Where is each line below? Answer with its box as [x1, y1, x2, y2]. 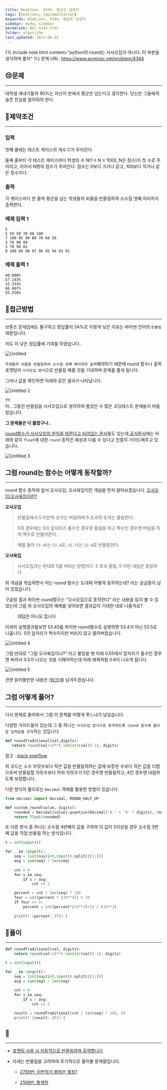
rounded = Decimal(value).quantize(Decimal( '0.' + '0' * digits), [14, 809, 155, 815]
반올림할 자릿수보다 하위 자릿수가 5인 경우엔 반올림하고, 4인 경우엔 [18, 769, 148, 775]
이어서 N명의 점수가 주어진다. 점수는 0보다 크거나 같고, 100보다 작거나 [19, 163, 155, 169]
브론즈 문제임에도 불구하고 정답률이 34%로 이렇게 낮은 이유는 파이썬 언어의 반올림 [5, 324, 162, 330]
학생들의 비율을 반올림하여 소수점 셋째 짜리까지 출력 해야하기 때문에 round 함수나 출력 [5, 361, 162, 367]
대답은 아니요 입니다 [17, 613, 56, 619]
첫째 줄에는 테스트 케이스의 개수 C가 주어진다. [5, 146, 93, 152]
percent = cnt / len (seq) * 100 [14, 891, 81, 895]
